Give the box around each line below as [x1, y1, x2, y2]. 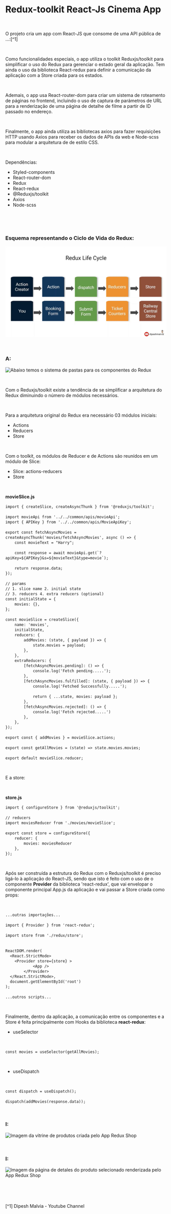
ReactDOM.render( [5, 948, 42, 953]
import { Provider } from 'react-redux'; [5, 923, 95, 928]
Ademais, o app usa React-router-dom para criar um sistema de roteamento [5, 92, 165, 98]
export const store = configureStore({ [5, 830, 91, 836]
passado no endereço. [5, 108, 53, 114]
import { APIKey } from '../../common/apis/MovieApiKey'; [5, 519, 132, 524]
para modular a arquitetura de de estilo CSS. [5, 139, 99, 145]
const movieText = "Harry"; [14, 540, 74, 545]
